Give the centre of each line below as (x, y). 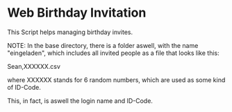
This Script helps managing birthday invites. (70, 32)
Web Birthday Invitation (77, 13)
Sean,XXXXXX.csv (34, 66)
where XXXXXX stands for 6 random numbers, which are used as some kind (116, 80)
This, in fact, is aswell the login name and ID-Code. (80, 101)
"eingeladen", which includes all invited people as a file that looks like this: (114, 53)
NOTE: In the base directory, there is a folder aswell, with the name (103, 45)
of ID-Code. (24, 87)
